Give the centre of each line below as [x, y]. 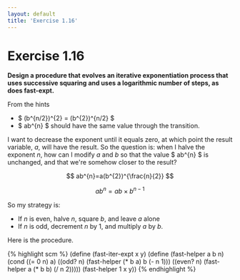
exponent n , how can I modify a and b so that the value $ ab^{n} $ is [108, 155]
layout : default [31, 14]
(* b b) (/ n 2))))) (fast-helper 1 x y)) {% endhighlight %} [115, 269]
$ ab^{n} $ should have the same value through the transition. [109, 126]
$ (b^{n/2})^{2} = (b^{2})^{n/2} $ [66, 118]
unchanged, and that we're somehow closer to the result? [92, 162]
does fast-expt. [31, 90]
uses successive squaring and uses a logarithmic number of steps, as [113, 83]
